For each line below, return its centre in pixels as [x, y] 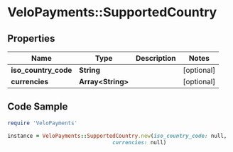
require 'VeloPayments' [43, 123]
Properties [31, 39]
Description [156, 58]
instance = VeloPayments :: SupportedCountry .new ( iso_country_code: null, [117, 136]
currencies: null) [140, 142]
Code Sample [38, 107]
